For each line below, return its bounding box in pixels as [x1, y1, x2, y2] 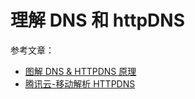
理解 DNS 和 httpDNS [10, 9, 185, 32]
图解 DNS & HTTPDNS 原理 [24, 65, 137, 77]
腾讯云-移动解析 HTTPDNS [24, 77, 136, 90]
